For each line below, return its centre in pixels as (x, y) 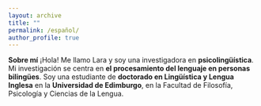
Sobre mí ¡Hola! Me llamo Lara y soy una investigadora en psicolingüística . (131, 60)
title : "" (25, 23)
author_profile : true (44, 38)
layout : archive (35, 15)
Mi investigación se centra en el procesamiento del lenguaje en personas (129, 69)
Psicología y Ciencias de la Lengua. (66, 94)
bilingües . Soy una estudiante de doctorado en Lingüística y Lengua (121, 77)
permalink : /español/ (44, 30)
